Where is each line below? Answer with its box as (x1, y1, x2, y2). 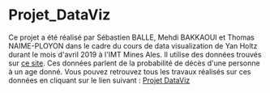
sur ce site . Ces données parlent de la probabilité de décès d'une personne (8, 58, 261, 68)
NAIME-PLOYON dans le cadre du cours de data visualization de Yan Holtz (8, 40, 258, 50)
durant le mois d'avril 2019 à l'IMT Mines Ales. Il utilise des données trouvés (8, 49, 262, 59)
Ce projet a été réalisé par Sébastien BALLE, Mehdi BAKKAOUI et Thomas (8, 32, 255, 42)
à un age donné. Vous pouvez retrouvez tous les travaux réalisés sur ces (8, 66, 251, 76)
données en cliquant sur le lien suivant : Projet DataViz (8, 75, 191, 85)
